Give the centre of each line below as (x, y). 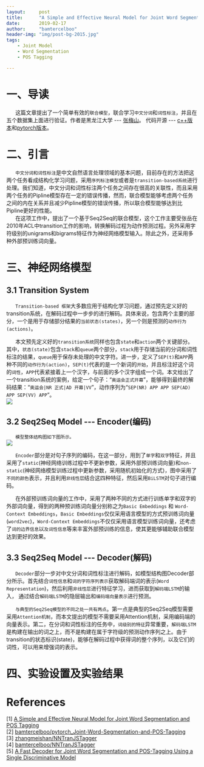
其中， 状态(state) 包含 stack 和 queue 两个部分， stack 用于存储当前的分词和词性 (102, 349)
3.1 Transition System (48, 290)
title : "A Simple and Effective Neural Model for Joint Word (92, 18)
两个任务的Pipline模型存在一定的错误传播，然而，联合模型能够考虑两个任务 (100, 195)
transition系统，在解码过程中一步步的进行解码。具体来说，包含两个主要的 (98, 313)
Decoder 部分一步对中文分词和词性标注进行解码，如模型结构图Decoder (102, 573)
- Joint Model (35, 46)
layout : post (28, 12)
